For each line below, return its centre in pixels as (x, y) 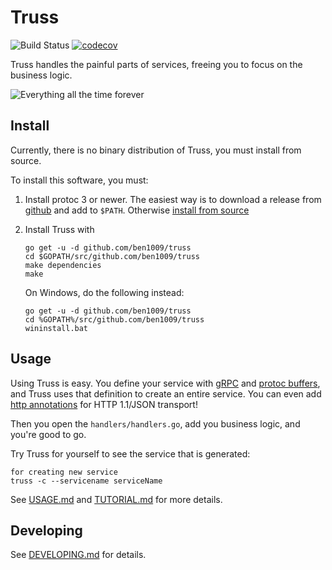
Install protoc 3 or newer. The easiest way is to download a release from (173, 199)
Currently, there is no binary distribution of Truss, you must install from (156, 150)
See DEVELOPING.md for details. (78, 555)
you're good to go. (48, 434)
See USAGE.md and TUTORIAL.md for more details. (116, 499)
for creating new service (64, 472)
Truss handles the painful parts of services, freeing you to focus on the (156, 64)
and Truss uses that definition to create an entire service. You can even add (166, 393)
